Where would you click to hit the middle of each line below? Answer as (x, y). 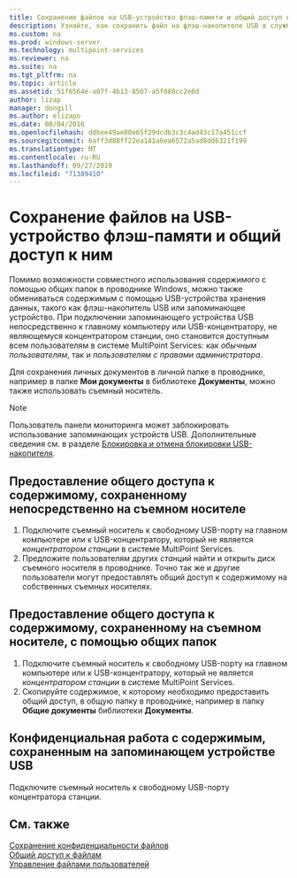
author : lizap (35, 100)
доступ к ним (61, 255)
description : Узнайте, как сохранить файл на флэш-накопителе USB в (138, 26)
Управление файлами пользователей (80, 865)
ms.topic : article (43, 83)
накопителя (31, 453)
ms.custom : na (35, 34)
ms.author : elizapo (45, 116)
